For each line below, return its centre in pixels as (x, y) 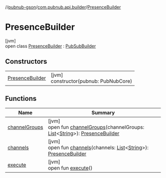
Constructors (26, 62)
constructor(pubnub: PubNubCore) (91, 81)
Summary (103, 112)
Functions (21, 99)
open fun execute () (70, 168)
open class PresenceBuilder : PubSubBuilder (51, 46)
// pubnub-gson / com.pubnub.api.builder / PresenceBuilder (63, 7)
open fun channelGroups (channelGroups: (96, 127)
